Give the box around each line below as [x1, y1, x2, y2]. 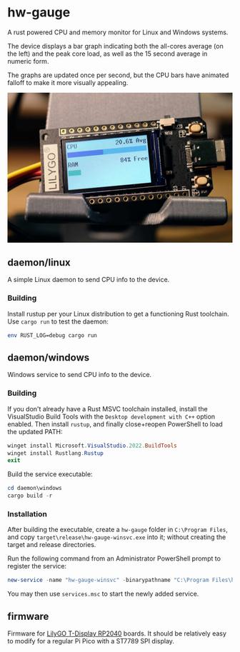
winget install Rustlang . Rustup [7, 449, 104, 457]
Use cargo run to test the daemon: [7, 317, 109, 326]
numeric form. [7, 56, 49, 65]
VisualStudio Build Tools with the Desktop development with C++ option [7, 412, 216, 421]
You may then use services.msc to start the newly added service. [7, 590, 199, 598]
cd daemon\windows [7, 485, 62, 492]
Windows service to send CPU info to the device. [7, 371, 152, 379]
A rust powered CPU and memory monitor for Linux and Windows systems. [7, 28, 229, 36]
